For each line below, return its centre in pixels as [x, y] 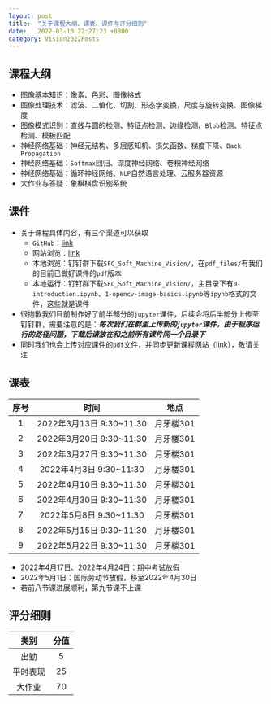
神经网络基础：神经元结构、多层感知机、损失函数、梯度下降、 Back [131, 146]
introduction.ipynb [65, 294]
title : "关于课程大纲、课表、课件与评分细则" [78, 24]
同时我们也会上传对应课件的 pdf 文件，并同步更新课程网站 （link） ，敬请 [136, 344]
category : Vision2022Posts [54, 39]
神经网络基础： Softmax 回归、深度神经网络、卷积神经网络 [114, 163]
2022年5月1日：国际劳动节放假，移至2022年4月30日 [108, 577]
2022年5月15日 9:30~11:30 [92, 530]
